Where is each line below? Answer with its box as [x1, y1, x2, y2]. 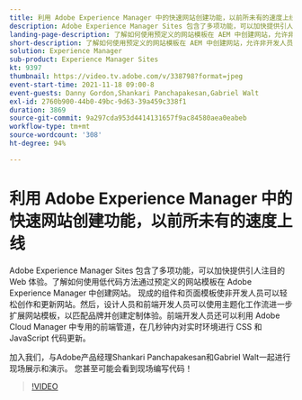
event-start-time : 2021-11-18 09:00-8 [9, 80, 155, 89]
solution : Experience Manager [9, 47, 123, 56]
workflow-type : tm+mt [9, 123, 91, 132]
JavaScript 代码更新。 [9, 332, 92, 343]
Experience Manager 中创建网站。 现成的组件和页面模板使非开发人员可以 [9, 287, 280, 298]
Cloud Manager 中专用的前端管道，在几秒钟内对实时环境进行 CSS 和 [9, 321, 262, 332]
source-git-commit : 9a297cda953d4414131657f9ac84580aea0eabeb [9, 114, 247, 123]
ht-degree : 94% [9, 139, 67, 148]
